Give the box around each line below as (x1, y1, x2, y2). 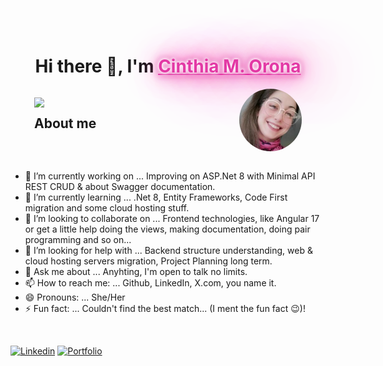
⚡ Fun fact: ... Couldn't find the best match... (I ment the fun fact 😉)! (24, 302, 306, 314)
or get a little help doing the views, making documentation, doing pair (24, 223, 311, 235)
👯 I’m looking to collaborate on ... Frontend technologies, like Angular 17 (24, 212, 320, 224)
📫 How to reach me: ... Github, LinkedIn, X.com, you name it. (24, 276, 277, 289)
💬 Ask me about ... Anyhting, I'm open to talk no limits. (24, 265, 248, 277)
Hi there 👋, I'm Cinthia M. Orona (34, 55, 302, 78)
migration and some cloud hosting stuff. (24, 201, 190, 214)
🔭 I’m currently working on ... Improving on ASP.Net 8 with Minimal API (24, 170, 316, 182)
